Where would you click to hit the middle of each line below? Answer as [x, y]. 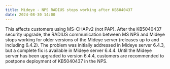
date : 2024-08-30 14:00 [30, 15]
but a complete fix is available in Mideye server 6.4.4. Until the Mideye [79, 50]
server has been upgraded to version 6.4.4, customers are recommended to [85, 55]
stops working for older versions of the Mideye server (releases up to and [82, 40]
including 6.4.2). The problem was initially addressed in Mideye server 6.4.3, [85, 45]
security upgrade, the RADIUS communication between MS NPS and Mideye [85, 34]
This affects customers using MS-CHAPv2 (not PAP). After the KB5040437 [83, 29]
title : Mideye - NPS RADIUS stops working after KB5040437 [69, 10]
